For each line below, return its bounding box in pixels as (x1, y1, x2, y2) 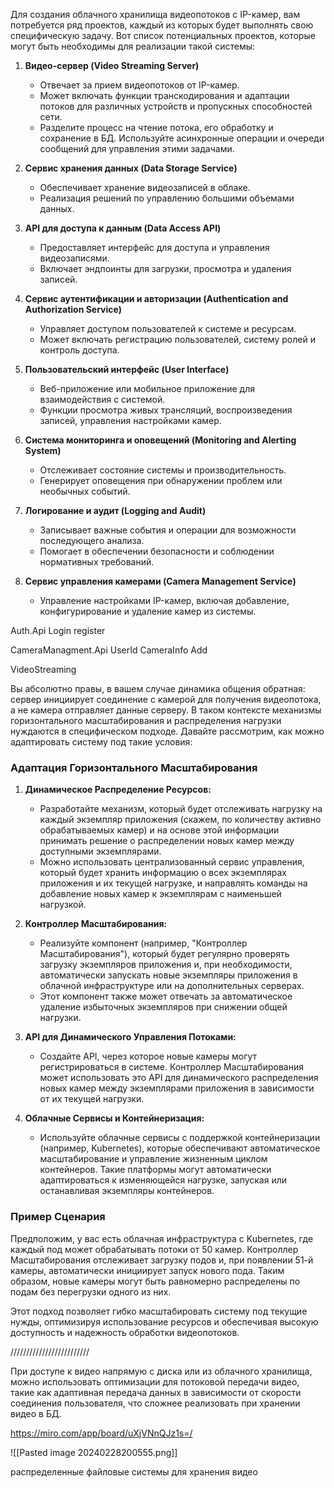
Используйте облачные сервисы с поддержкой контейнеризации (39, 1132, 321, 1144)
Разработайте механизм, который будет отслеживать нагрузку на (39, 803, 323, 815)
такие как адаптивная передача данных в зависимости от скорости (10, 1386, 302, 1398)
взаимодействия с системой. (39, 394, 166, 405)
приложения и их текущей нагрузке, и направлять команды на (39, 877, 308, 889)
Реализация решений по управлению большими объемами (39, 192, 295, 204)
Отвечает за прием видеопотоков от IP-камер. (39, 79, 240, 91)
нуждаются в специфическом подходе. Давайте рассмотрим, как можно (10, 725, 325, 737)
